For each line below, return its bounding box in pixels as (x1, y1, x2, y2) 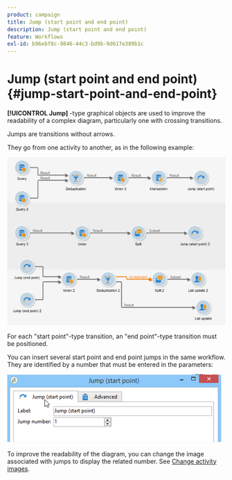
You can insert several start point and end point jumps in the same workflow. (7, 353, 226, 361)
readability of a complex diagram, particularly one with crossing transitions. (7, 117, 223, 125)
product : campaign (7, 11, 60, 18)
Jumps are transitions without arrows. (7, 130, 116, 138)
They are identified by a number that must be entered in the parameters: (7, 360, 213, 368)
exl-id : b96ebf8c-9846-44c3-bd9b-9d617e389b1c (7, 40, 144, 48)
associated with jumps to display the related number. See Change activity (7, 457, 217, 465)
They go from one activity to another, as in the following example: (7, 143, 195, 152)
